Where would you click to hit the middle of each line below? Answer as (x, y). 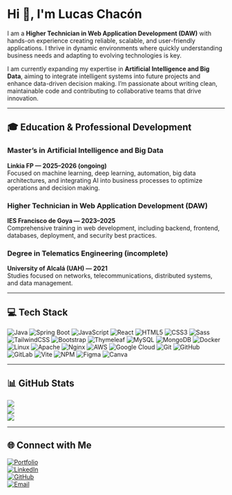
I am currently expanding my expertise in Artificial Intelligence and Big (108, 69)
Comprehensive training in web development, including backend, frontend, (114, 228)
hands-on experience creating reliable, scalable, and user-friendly (101, 40)
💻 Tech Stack (38, 312)
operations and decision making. (54, 188)
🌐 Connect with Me (49, 445)
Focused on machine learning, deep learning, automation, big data (101, 173)
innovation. (23, 98)
